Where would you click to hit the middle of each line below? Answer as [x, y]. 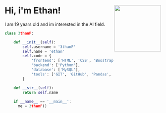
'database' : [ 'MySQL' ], [55, 70]
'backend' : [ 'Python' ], [55, 65]
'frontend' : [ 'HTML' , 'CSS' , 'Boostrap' [73, 61]
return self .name [40, 92]
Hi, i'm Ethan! [33, 11]
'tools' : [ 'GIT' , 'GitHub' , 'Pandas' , [71, 74]
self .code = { [37, 56]
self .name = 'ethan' [44, 51]
